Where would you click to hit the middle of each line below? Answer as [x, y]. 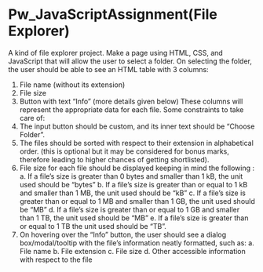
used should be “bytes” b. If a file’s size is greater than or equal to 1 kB [133, 184]
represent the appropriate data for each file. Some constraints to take [131, 109]
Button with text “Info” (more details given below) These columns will [131, 101]
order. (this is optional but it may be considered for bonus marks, [124, 151]
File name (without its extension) [72, 85]
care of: [32, 118]
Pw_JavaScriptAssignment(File [113, 15]
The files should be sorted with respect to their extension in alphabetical [136, 143]
